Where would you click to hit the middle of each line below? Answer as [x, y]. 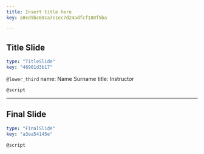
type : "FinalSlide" [31, 128]
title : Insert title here [39, 12]
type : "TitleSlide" [31, 61]
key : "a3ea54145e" [29, 134]
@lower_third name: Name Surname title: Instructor [70, 79]
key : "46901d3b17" [29, 68]
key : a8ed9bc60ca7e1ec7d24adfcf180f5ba [57, 18]
